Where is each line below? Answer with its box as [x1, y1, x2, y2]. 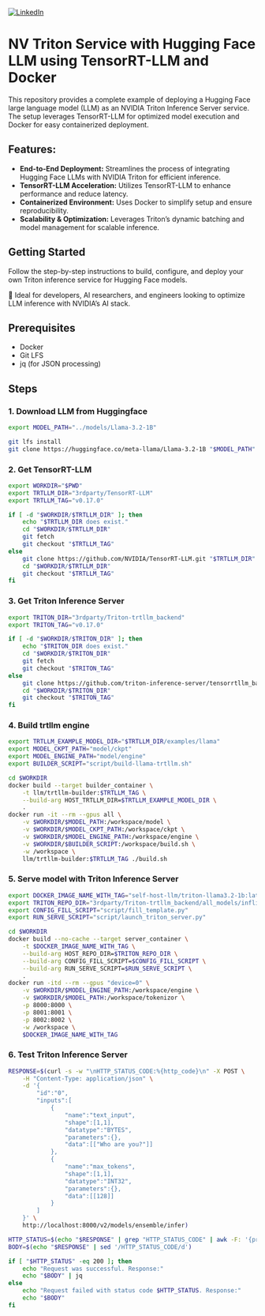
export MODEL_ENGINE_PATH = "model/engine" [8, 753, 147, 761]
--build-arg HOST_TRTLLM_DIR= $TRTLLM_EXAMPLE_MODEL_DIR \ [22, 796, 217, 804]
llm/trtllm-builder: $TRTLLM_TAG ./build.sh [22, 855, 168, 863]
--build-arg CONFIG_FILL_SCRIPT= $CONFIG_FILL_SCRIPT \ [22, 957, 207, 965]
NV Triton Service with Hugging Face [8, 36, 256, 53]
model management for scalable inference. [19, 222, 160, 232]
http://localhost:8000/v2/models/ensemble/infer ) [22, 1221, 189, 1230]
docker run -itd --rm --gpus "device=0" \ [8, 979, 150, 987]
